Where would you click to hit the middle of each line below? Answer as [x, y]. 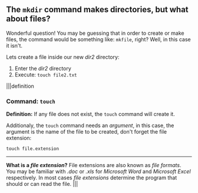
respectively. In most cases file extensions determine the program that [92, 178]
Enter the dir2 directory [43, 68]
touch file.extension [33, 149]
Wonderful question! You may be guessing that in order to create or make [95, 33]
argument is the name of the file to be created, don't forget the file [86, 132]
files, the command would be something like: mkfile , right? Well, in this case [98, 39]
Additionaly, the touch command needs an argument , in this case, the [90, 125]
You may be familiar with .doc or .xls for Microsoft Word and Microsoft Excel [98, 172]
